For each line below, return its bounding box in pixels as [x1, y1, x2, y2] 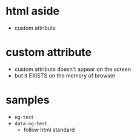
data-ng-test [14, 120, 48, 126]
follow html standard [23, 126, 75, 133]
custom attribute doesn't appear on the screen [14, 65, 132, 73]
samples [5, 93, 50, 107]
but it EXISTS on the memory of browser [14, 71, 116, 79]
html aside [5, 4, 60, 18]
